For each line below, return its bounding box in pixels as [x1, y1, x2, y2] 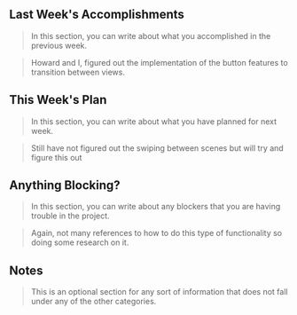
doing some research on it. [30, 237, 129, 248]
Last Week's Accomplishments [9, 7, 184, 22]
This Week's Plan [9, 92, 107, 107]
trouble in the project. [30, 210, 110, 221]
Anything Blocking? [9, 177, 121, 193]
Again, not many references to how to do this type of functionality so [30, 228, 283, 239]
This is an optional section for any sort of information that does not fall [30, 287, 288, 297]
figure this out [30, 152, 82, 162]
